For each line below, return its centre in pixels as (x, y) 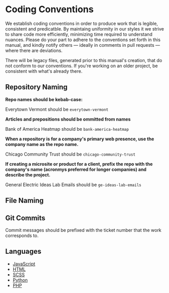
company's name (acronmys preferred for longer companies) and (76, 169)
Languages (23, 252)
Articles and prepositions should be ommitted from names (68, 119)
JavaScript (24, 263)
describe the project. (28, 174)
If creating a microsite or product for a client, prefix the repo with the (79, 164)
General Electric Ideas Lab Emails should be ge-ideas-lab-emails (73, 185)
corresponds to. (22, 236)
